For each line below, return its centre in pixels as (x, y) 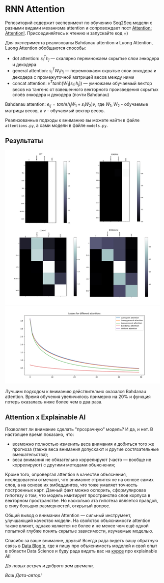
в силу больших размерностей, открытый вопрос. (58, 506)
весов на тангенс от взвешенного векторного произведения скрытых (85, 90)
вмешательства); (30, 454)
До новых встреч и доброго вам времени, (50, 566)
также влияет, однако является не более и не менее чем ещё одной (77, 525)
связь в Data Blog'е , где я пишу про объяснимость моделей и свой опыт (81, 546)
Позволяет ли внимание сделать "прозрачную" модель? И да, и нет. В (79, 429)
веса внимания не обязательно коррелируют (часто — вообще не (82, 460)
